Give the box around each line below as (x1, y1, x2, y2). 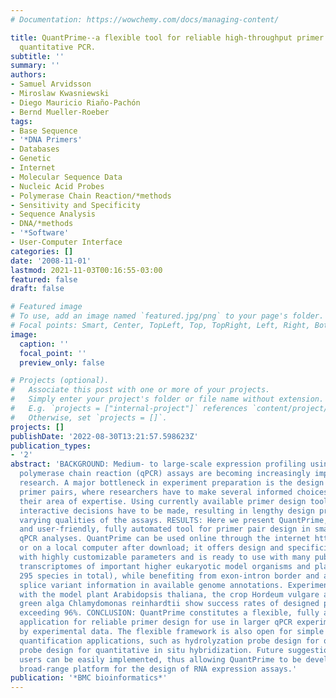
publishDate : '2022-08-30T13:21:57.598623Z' (10, 431, 199, 441)
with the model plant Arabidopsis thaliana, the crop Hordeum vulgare (19, 589, 320, 600)
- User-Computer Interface (10, 237, 123, 247)
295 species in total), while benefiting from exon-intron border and (19, 571, 320, 581)
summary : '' (10, 61, 60, 71)
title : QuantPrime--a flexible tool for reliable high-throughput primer (10, 32, 325, 43)
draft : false (10, 284, 65, 294)
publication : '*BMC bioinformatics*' (10, 673, 168, 683)
